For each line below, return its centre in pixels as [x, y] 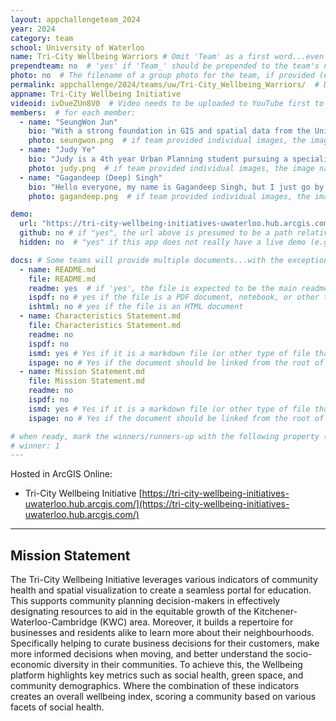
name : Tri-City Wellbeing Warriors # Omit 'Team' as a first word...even [167, 57]
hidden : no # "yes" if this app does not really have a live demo [163, 242]
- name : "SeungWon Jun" [68, 122]
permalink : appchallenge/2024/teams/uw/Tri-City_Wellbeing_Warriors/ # [165, 85]
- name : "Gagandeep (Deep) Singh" [91, 177]
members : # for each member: [73, 112]
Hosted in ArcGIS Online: [61, 474]
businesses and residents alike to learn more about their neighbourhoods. [162, 633]
